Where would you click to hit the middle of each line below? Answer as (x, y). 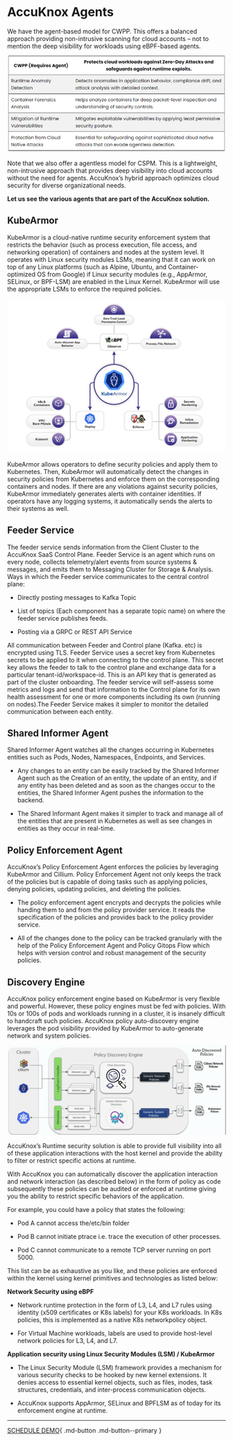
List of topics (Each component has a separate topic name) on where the (121, 611)
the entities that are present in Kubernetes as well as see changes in (115, 821)
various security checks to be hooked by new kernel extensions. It (112, 1375)
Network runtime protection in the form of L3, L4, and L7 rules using (114, 1305)
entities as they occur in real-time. (66, 828)
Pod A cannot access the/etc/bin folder (73, 1223)
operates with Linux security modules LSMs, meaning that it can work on (111, 259)
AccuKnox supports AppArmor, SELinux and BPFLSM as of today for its (119, 1404)
